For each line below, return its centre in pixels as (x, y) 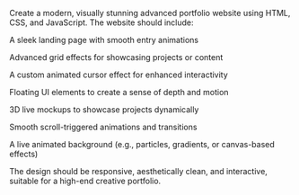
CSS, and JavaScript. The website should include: (102, 22)
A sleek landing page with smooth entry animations (104, 40)
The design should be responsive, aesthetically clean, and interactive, (138, 171)
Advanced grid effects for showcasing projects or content (116, 57)
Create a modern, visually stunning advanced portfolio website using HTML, (150, 13)
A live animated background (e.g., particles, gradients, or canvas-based (142, 144)
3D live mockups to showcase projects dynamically (104, 110)
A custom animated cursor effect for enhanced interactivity (119, 75)
